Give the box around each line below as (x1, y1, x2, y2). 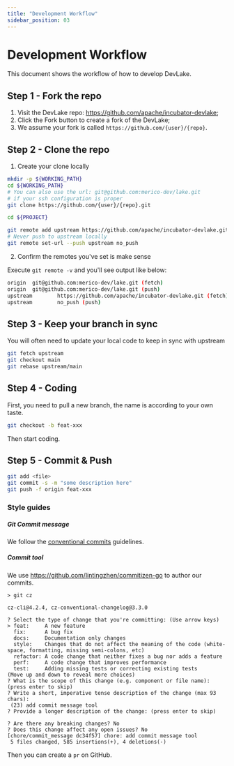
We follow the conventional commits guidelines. (7, 537, 144, 546)
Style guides (7, 502, 51, 512)
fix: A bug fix (13, 629, 73, 636)
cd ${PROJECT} (7, 214, 49, 221)
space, (7, 647, 26, 654)
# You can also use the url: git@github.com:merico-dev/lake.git (7, 188, 201, 195)
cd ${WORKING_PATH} (7, 182, 64, 189)
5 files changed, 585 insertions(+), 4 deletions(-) (10, 738, 167, 745)
